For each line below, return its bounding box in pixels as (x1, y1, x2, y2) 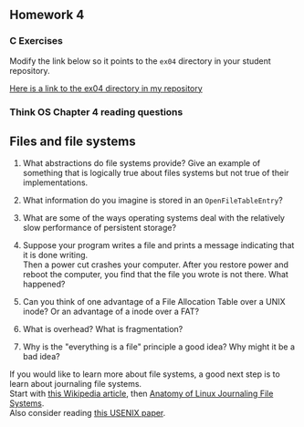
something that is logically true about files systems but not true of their (22, 168, 289, 179)
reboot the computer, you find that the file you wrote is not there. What (22, 269, 289, 280)
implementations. (22, 177, 89, 188)
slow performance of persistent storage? (22, 223, 176, 234)
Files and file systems (9, 134, 136, 149)
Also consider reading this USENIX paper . (9, 408, 166, 419)
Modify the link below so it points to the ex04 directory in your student (9, 55, 271, 67)
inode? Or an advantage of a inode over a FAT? (22, 306, 199, 318)
